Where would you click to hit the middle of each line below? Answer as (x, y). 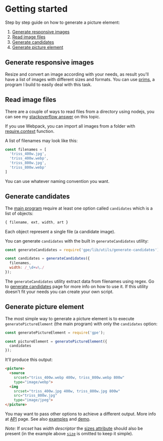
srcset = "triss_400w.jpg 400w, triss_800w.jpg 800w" (67, 391)
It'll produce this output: (29, 359)
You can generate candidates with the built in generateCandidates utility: (77, 241)
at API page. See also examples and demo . (48, 419)
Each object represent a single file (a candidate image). (60, 231)
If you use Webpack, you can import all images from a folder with (70, 126)
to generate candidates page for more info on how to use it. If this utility (77, 286)
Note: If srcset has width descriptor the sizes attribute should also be (74, 428)
